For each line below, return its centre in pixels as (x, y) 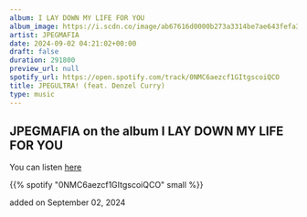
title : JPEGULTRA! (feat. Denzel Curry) (88, 86)
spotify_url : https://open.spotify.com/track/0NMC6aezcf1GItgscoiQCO (145, 77)
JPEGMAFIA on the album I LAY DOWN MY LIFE (147, 131)
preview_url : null (44, 69)
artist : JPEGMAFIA (44, 35)
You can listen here (46, 167)
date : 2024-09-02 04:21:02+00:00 (73, 43)
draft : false (34, 52)
